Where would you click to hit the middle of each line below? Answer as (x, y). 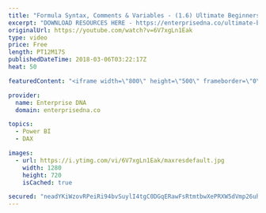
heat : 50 (23, 67)
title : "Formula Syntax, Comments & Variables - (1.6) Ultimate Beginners (134, 15)
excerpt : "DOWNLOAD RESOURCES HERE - (70, 23)
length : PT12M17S (37, 52)
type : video (28, 37)
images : (21, 153)
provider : (25, 95)
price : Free (28, 45)
